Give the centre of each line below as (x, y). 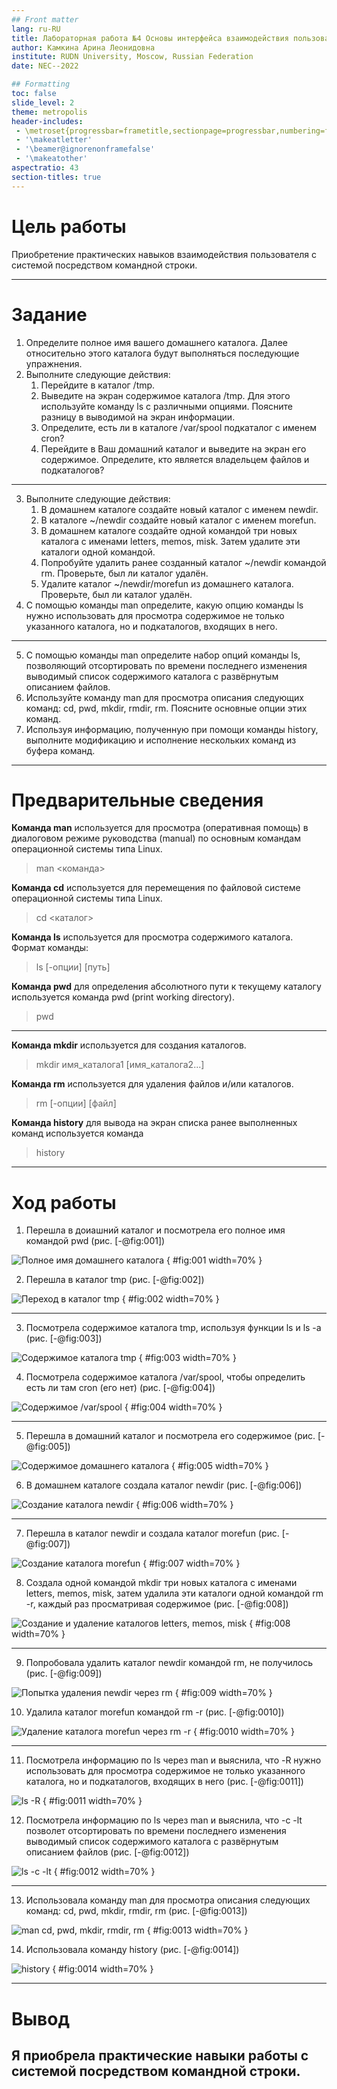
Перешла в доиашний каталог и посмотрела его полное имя (155, 1230)
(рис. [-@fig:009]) (64, 1673)
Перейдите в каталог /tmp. (98, 385)
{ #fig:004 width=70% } (173, 1407)
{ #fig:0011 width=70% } (92, 1801)
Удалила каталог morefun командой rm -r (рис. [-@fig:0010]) (155, 1712)
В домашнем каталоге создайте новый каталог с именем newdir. (179, 509)
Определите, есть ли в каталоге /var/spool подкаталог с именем (179, 427)
